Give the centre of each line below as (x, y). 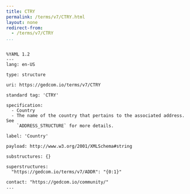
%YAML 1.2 (18, 54)
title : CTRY (21, 11)
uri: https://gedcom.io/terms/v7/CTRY (53, 85)
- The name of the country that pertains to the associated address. (98, 116)
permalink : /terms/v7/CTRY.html (45, 17)
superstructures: (27, 167)
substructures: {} (28, 157)
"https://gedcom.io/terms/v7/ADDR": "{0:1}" (67, 172)
